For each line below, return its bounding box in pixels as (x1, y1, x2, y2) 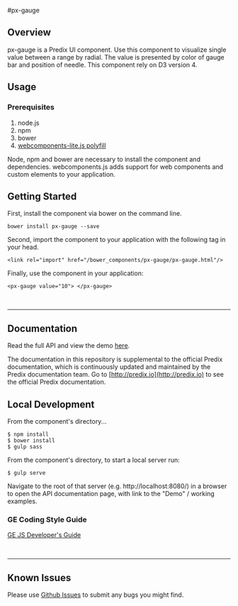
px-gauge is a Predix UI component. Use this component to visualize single (7, 45, 227, 54)
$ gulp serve (7, 469, 46, 476)
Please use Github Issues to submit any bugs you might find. (7, 590, 184, 599)
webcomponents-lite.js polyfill (17, 141, 106, 150)
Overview (7, 26, 52, 38)
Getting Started (7, 190, 77, 202)
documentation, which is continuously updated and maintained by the (7, 363, 211, 371)
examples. (7, 497, 38, 505)
